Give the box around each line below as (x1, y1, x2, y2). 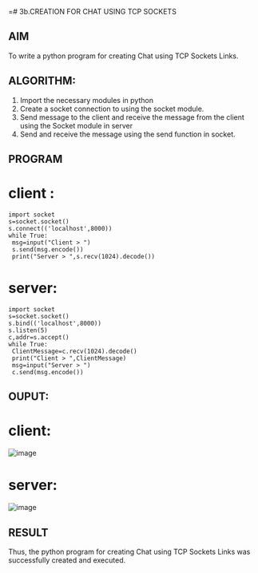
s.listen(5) (8, 326, 48, 334)
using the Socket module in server (19, 121, 133, 130)
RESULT (8, 526, 49, 539)
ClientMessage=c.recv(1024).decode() (11, 347, 137, 355)
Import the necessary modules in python (19, 95, 154, 105)
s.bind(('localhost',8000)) (8, 319, 102, 327)
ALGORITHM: (8, 74, 76, 88)
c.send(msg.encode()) (11, 368, 84, 376)
